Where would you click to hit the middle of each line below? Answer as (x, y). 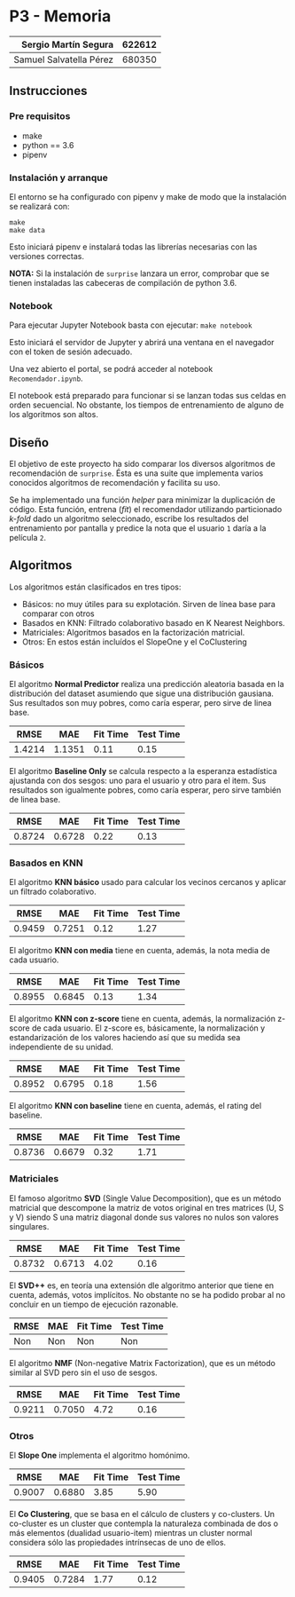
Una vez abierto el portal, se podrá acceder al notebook (111, 369)
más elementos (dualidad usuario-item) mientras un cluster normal (131, 1533)
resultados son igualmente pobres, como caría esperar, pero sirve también (145, 790)
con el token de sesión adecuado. (71, 352)
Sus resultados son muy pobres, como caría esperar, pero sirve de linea (140, 703)
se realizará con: (39, 206)
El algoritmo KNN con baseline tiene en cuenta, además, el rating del (136, 1106)
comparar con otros (58, 613)
